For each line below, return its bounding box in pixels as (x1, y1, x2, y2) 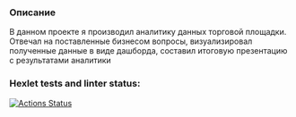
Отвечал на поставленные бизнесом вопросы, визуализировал (9, 36, 253, 46)
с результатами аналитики (9, 55, 112, 66)
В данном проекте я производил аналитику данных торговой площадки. (9, 27, 287, 38)
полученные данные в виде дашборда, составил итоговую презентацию (9, 46, 288, 56)
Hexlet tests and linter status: (9, 78, 141, 90)
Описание (9, 6, 57, 19)
